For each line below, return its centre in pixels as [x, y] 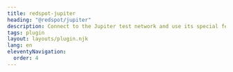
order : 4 [26, 58]
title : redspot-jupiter [42, 13]
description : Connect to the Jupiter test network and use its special [113, 26]
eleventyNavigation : [37, 52]
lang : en [20, 45]
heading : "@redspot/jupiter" [49, 20]
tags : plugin [26, 33]
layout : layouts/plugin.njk [48, 39]
